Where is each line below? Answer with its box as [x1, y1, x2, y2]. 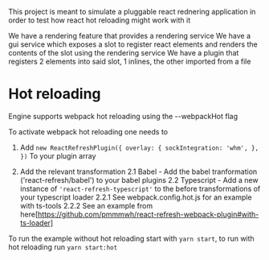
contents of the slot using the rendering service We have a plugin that [8, 48, 239, 57]
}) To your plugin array [19, 151, 96, 160]
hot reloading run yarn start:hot [8, 241, 118, 252]
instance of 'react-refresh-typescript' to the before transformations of [19, 184, 261, 193]
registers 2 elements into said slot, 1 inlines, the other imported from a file [8, 56, 251, 66]
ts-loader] [19, 217, 54, 228]
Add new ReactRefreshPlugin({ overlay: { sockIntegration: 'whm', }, [19, 142, 259, 152]
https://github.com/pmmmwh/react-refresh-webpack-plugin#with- [37, 209, 259, 219]
